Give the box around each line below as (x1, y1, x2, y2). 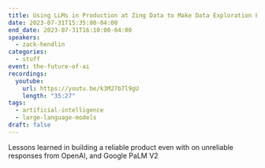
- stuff (15, 56, 41, 64)
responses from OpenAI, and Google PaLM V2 (8, 151, 159, 160)
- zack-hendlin (15, 41, 65, 49)
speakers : (8, 33, 41, 42)
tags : (8, 99, 26, 107)
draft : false (8, 121, 51, 129)
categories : (8, 48, 47, 56)
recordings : (8, 70, 47, 78)
